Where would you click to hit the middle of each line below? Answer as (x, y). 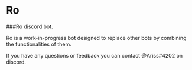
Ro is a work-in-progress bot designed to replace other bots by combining (96, 38)
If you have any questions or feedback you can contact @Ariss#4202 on (95, 55)
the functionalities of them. (39, 44)
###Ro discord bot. (30, 26)
